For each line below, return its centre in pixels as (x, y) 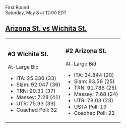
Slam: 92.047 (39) (38, 84)
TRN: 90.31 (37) (36, 91)
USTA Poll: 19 (90, 107)
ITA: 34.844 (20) (94, 75)
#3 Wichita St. (28, 54)
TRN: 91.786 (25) (95, 88)
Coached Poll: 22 (94, 113)
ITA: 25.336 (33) (36, 78)
